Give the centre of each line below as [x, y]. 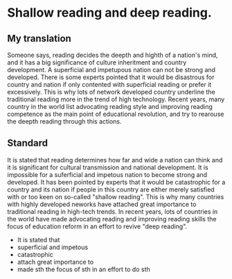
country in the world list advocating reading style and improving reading [110, 107]
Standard [28, 143]
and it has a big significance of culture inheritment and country [97, 62]
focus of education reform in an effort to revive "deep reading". [97, 226]
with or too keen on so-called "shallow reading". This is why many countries [116, 196]
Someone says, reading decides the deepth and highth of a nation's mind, [113, 55]
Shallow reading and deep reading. [110, 13]
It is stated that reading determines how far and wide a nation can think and [115, 160]
